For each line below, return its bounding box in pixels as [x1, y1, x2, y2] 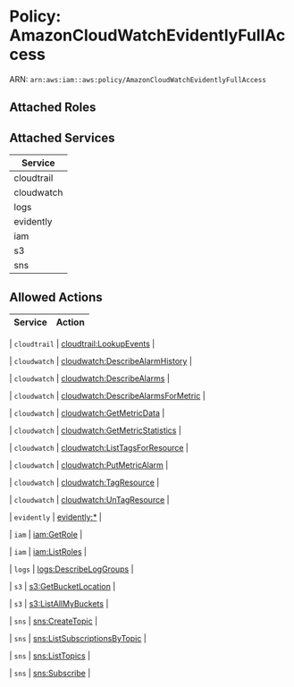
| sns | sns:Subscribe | [9, 667, 91, 678]
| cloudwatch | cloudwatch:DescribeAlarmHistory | [9, 355, 192, 366]
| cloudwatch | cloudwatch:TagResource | [9, 477, 160, 488]
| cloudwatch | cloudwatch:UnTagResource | [9, 494, 170, 505]
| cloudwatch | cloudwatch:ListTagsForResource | [9, 442, 189, 453]
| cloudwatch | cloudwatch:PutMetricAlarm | [9, 459, 169, 471]
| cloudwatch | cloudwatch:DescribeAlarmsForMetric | [9, 390, 206, 401]
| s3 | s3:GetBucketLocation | [9, 581, 116, 591]
